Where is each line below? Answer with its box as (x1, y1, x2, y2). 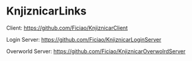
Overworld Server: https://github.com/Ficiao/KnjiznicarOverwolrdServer (6, 47, 186, 55)
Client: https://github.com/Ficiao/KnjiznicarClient (6, 24, 128, 31)
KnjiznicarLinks (6, 4, 87, 18)
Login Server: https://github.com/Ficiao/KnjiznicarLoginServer (6, 36, 162, 43)
